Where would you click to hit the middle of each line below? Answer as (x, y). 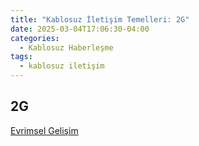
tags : (21, 57)
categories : (35, 38)
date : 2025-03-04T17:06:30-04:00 (80, 29)
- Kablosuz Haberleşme (66, 47)
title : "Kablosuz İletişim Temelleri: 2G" (100, 19)
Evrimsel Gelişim (44, 130)
